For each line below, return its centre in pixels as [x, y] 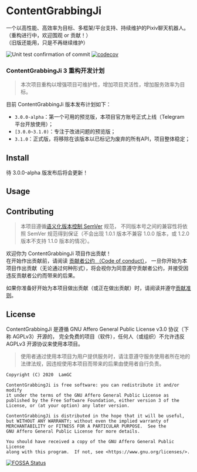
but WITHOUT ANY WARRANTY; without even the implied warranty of [87, 421]
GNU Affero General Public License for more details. [73, 431]
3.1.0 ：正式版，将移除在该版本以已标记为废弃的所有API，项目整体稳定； [102, 139]
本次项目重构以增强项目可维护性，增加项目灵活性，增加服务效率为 [100, 85]
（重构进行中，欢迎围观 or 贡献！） [49, 35]
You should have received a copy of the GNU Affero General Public [90, 442]
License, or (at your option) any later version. [68, 406]
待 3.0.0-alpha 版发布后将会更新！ [47, 173]
